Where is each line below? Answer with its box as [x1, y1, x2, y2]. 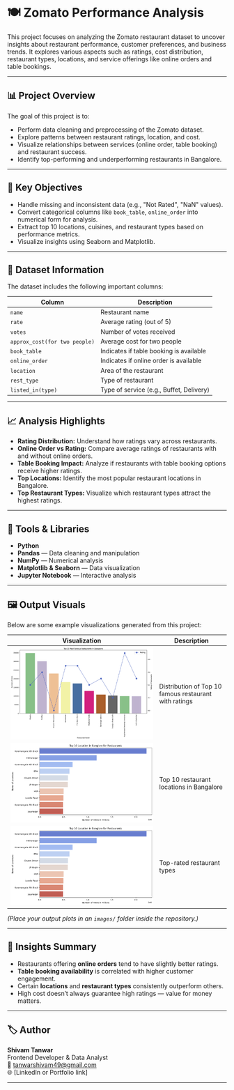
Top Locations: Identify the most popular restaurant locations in [17, 474, 201, 482]
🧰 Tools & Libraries [7, 523, 90, 535]
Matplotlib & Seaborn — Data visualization [17, 564, 141, 572]
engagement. [17, 974, 56, 983]
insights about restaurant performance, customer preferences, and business [7, 40, 226, 48]
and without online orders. [17, 452, 93, 460]
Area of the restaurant [100, 366, 164, 374]
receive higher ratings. [17, 467, 82, 475]
